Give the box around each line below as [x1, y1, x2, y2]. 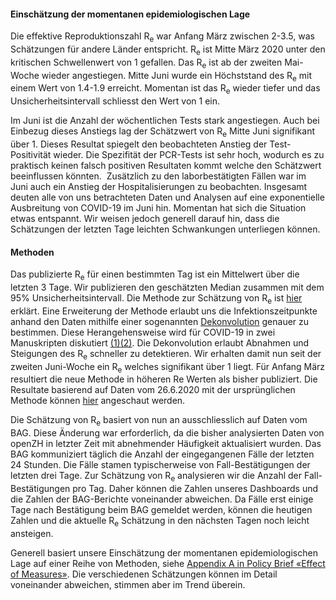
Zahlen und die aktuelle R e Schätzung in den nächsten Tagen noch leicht [10, 514, 310, 529]
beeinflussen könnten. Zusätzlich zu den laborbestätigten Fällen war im [10, 170, 307, 182]
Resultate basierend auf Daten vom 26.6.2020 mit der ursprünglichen [10, 384, 296, 396]
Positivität [10, 148, 52, 160]
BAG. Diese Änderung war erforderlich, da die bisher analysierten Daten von [10, 427, 325, 439]
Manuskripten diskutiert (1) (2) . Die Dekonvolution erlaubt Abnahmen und [10, 336, 310, 349]
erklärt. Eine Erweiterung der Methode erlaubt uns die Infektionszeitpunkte [10, 305, 318, 317]
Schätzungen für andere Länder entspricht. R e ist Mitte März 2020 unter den [10, 43, 326, 57]
